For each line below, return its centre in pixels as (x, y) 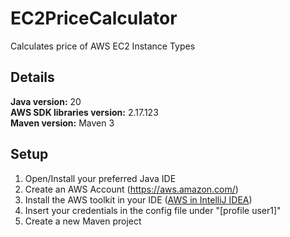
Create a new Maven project (83, 221)
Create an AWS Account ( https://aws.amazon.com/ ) (131, 189)
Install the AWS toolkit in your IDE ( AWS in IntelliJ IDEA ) (138, 199)
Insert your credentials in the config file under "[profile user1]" (153, 210)
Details (32, 77)
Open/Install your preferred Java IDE (100, 178)
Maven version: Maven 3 (62, 123)
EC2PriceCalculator (94, 18)
